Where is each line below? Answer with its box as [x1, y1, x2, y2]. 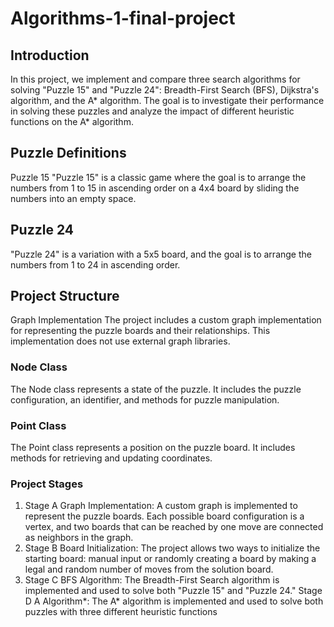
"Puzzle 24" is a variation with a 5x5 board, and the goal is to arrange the [10, 248, 312, 260]
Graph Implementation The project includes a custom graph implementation [10, 314, 322, 326]
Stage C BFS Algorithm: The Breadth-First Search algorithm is [24, 574, 280, 586]
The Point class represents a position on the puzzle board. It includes [10, 442, 296, 454]
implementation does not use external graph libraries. [10, 335, 231, 347]
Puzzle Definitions [10, 145, 127, 162]
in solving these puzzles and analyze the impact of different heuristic [10, 105, 295, 117]
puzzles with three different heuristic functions [24, 606, 218, 618]
